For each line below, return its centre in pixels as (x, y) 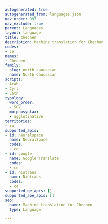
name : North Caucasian (33, 75)
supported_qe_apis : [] (29, 191)
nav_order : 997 (21, 19)
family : (13, 65)
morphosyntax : (24, 112)
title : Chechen (21, 38)
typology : (15, 98)
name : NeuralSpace (29, 140)
